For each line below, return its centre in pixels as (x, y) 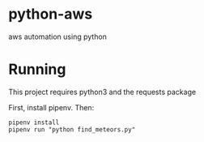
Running (37, 69)
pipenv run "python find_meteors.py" (72, 129)
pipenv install (34, 123)
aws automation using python (58, 37)
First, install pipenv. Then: (51, 107)
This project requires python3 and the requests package (102, 92)
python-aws (51, 14)
